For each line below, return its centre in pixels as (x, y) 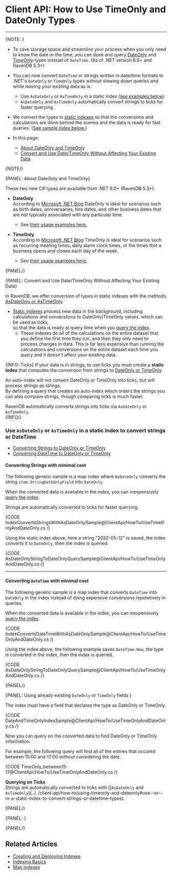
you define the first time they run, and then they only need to (84, 338)
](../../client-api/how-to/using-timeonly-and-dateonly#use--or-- (95, 793)
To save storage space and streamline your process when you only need (89, 49)
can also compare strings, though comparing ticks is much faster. (74, 396)
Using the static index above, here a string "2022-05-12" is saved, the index (85, 538)
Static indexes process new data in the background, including (78, 311)
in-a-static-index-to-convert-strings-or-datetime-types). (65, 798)
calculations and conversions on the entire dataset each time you (89, 349)
